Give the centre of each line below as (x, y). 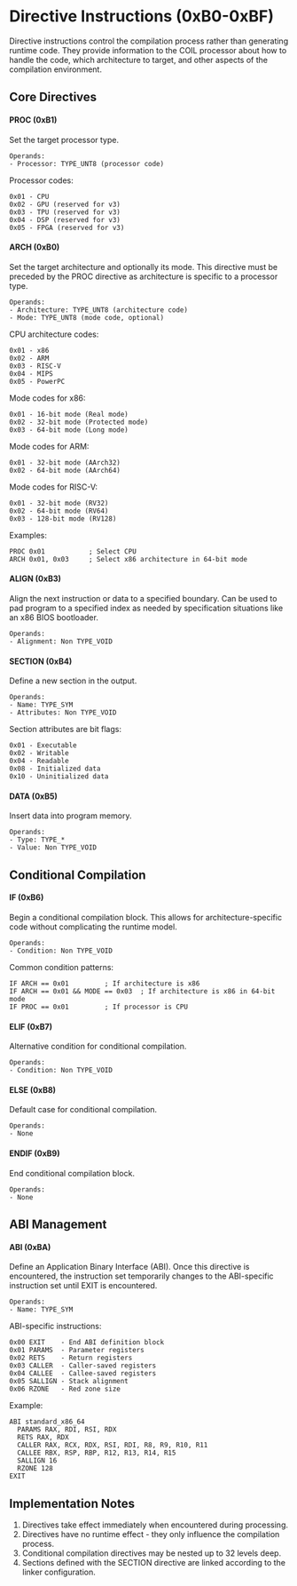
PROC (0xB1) (33, 120)
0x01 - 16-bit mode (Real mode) (69, 414)
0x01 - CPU (29, 196)
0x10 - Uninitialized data (59, 777)
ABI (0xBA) (30, 1247)
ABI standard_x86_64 (47, 1422)
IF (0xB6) (27, 897)
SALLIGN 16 (37, 1461)
